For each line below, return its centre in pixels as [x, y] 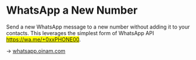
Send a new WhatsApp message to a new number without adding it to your [98, 27]
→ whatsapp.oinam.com [36, 50]
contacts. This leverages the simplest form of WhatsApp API [80, 33]
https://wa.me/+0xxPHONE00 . [44, 39]
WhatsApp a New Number [72, 10]
